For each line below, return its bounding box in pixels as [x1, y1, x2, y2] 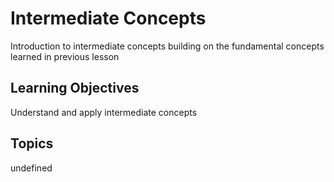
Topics [10, 135, 54, 152]
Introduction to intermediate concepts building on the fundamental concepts [10, 40, 325, 52]
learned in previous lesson [10, 50, 120, 62]
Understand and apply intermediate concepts [10, 106, 198, 118]
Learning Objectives [10, 80, 140, 97]
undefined [10, 162, 53, 174]
